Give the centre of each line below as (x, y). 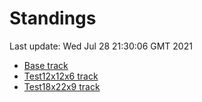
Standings (53, 18)
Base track (46, 65)
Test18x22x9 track (62, 86)
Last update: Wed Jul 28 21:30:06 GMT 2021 (101, 46)
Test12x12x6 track (61, 76)
